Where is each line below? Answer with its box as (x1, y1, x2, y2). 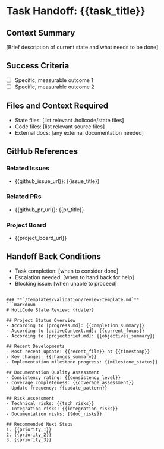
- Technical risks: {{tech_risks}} (6, 400, 94, 406)
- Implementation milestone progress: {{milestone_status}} (6, 359, 159, 365)
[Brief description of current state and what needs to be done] (6, 43, 159, 50)
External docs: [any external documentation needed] (14, 129, 144, 136)
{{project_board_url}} (14, 235, 67, 242)
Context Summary (6, 28, 75, 38)
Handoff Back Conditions (6, 251, 101, 262)
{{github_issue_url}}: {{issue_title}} (14, 178, 100, 185)
